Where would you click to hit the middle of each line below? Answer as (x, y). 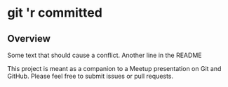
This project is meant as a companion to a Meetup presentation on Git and (114, 69)
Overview (29, 39)
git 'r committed (55, 13)
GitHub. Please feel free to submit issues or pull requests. (90, 76)
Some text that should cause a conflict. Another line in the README (105, 55)
